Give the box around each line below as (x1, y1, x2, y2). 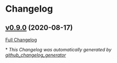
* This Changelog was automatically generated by (5, 47, 112, 52)
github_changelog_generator (5, 52, 66, 58)
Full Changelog (5, 37, 37, 43)
